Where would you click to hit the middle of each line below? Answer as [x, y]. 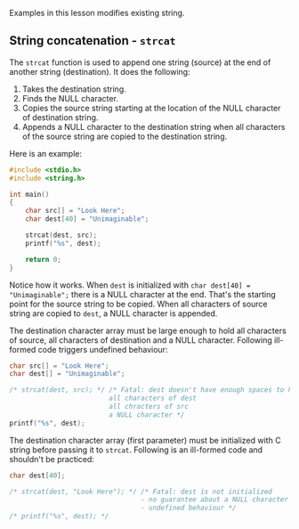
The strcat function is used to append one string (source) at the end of [140, 62]
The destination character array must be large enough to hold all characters [148, 330]
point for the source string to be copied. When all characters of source [139, 304]
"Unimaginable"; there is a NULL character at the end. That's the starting [142, 294]
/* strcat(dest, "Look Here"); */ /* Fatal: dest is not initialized [141, 492]
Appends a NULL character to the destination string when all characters [154, 126]
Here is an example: [46, 153]
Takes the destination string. [74, 89]
